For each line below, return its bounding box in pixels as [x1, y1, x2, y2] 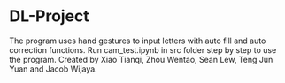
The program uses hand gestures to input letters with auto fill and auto [9, 35, 266, 46]
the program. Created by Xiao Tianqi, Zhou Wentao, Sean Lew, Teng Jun [9, 54, 273, 64]
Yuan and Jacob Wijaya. [9, 64, 97, 74]
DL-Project [9, 6, 90, 26]
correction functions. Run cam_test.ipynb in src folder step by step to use [9, 44, 277, 55]
